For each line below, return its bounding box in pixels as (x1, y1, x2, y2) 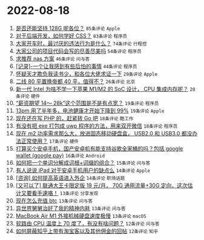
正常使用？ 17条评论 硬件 (21, 137, 79, 145)
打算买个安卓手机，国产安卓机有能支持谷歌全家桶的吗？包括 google (15, 145, 183, 152)
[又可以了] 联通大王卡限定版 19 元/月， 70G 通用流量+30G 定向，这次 (15, 182, 188, 189)
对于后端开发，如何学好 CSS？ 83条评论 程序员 (15, 32, 128, 39)
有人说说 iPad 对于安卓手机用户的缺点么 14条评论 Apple (15, 166, 151, 174)
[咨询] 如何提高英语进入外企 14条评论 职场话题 (15, 174, 125, 181)
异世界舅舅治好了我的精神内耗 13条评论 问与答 (15, 204, 126, 211)
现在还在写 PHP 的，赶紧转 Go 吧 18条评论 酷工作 (15, 114, 134, 122)
